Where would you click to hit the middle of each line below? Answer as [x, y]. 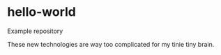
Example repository [35, 31]
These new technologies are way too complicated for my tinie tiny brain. [111, 44]
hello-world [42, 12]
